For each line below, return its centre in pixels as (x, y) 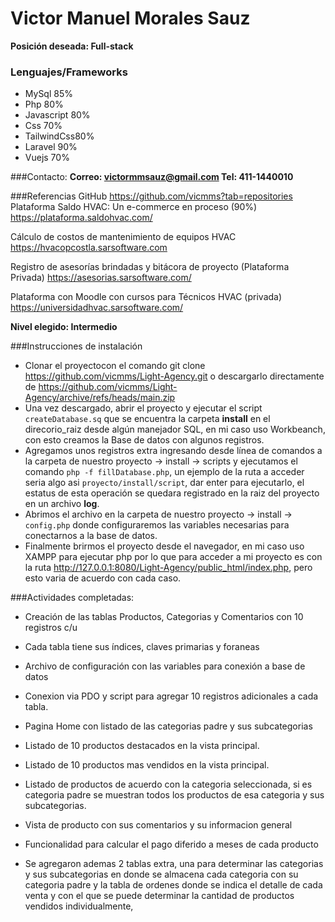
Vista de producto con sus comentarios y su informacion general (158, 825)
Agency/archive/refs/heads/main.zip (100, 398)
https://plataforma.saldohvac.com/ (81, 218)
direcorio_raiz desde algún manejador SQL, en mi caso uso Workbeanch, (175, 429)
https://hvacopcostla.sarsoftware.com (89, 248)
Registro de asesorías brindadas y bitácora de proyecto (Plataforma (150, 267)
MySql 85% (48, 94)
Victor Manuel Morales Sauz (130, 18)
